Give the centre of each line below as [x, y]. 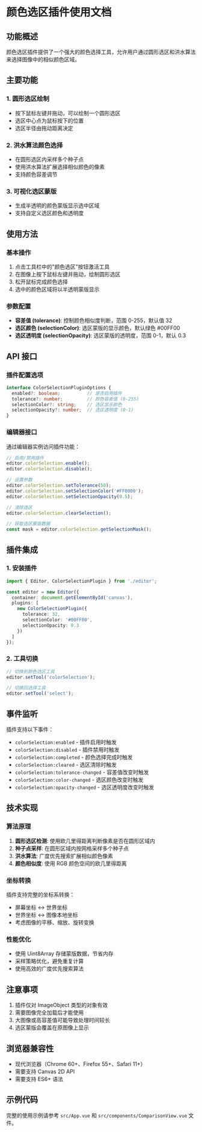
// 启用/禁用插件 [25, 458]
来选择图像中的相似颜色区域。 [43, 59]
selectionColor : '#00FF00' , [57, 620]
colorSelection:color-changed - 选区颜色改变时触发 [79, 780]
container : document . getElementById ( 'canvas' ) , [72, 598]
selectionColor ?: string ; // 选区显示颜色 [67, 404]
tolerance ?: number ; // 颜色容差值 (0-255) [75, 399]
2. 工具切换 [22, 659]
